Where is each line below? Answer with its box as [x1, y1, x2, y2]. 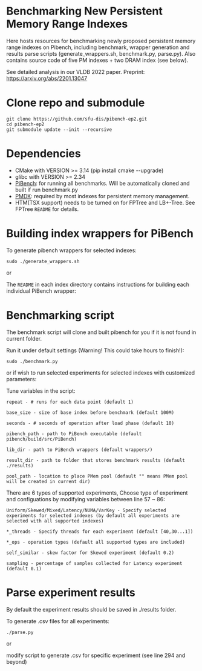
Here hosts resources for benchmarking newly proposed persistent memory [6, 37, 196, 44]
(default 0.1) [6, 566, 42, 572]
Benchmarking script [6, 308, 114, 322]
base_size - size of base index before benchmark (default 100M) [6, 409, 174, 416]
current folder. [6, 335, 42, 342]
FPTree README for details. [15, 205, 79, 213]
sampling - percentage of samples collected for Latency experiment [6, 560, 183, 566]
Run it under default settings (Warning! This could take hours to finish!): [6, 347, 184, 354]
